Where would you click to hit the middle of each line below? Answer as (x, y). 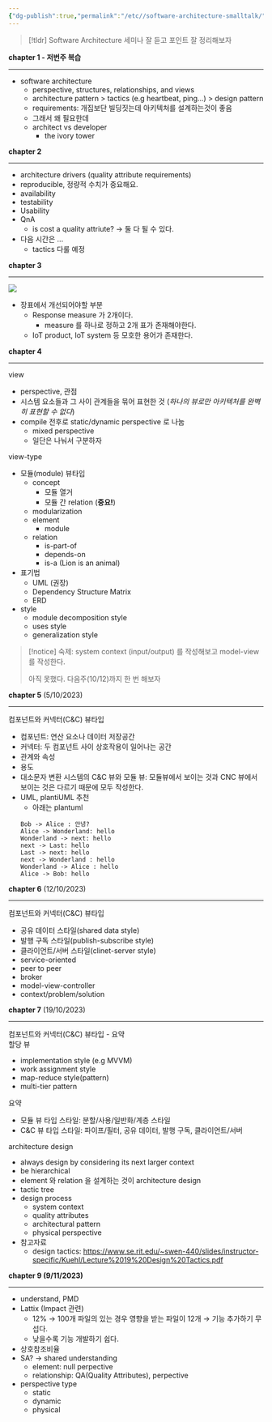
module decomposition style (80, 617)
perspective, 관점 (49, 391)
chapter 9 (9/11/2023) (46, 1275)
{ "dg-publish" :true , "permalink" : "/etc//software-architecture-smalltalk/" (137, 16)
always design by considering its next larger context (107, 1162)
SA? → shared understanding (68, 1358)
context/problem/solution (62, 994)
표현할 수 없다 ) (52, 411)
